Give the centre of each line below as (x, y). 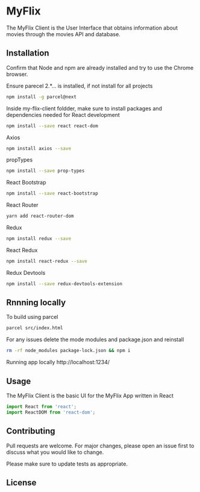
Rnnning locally (36, 303)
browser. (17, 74)
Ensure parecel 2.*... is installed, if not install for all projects (80, 86)
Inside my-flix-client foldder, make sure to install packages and (84, 108)
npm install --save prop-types (45, 171)
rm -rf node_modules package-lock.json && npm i (68, 351)
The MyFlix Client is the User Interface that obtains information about (92, 28)
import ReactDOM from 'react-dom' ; (51, 412)
